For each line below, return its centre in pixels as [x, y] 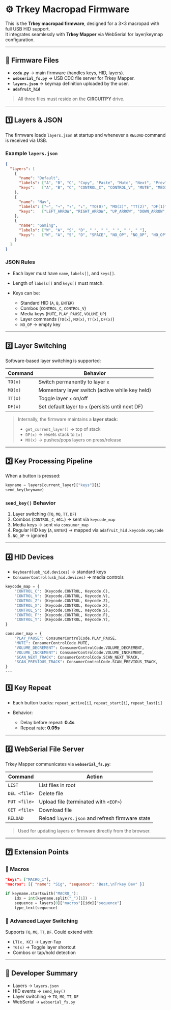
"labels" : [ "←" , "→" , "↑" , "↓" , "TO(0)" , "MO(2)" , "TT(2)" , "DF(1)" [93, 206]
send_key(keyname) [25, 490]
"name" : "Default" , [39, 178]
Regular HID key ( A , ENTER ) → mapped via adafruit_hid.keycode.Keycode [88, 530]
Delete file [51, 793]
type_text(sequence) [36, 908]
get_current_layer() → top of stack [63, 429]
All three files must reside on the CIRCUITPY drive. [71, 99]
